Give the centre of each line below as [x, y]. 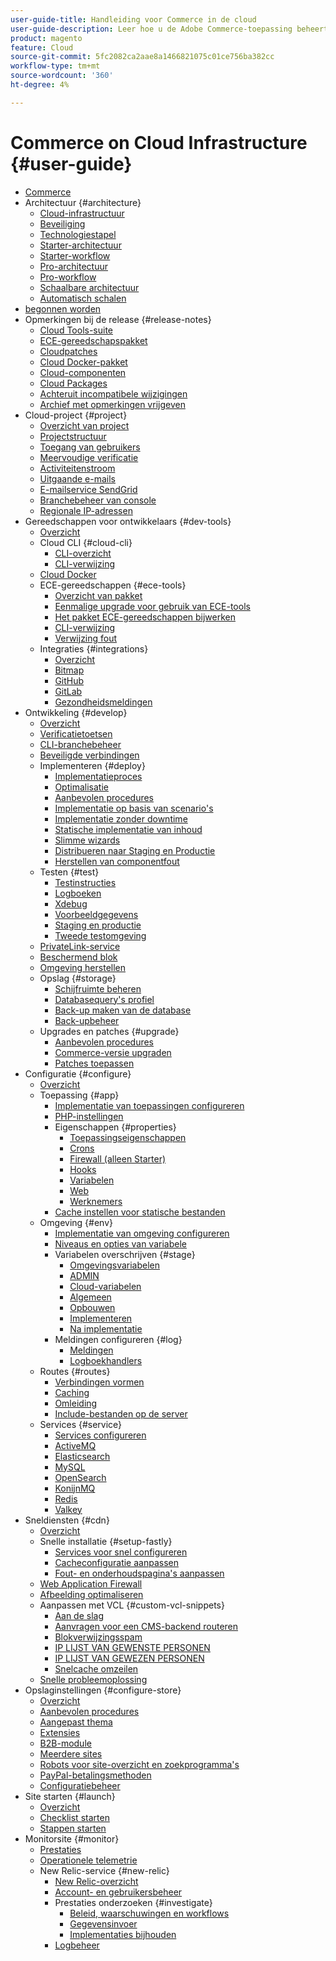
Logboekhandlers [106, 1360]
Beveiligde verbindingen [89, 755]
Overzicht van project [84, 425]
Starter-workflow [75, 255]
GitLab [68, 691]
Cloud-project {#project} [76, 415]
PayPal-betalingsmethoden [95, 1775]
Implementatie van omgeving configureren [142, 1233]
